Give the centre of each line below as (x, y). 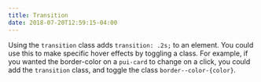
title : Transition (38, 15)
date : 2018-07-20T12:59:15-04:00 (63, 23)
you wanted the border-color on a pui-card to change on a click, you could (129, 61)
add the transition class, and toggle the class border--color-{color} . (122, 70)
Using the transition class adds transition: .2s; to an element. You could (131, 45)
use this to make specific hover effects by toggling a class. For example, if (128, 53)
